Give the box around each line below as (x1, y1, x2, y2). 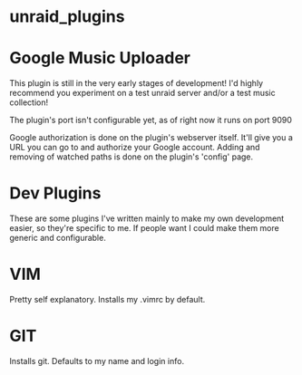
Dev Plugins (9, 183, 102, 204)
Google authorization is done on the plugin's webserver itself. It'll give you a (9, 132, 293, 143)
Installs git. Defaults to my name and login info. (9, 355, 184, 366)
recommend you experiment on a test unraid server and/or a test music (9, 88, 276, 99)
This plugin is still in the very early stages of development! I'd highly (9, 78, 264, 89)
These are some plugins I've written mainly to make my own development (9, 213, 285, 224)
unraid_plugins (9, 6, 125, 27)
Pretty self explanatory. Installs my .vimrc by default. (9, 294, 206, 304)
